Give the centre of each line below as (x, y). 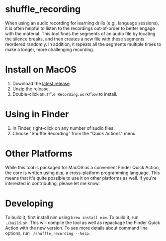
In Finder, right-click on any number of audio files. (64, 128)
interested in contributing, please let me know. (52, 183)
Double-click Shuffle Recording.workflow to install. (65, 94)
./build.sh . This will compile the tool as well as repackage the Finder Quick (83, 223)
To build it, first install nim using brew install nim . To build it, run (72, 217)
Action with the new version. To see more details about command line (77, 228)
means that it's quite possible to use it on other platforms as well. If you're (81, 178)
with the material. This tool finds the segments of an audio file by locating (80, 33)
